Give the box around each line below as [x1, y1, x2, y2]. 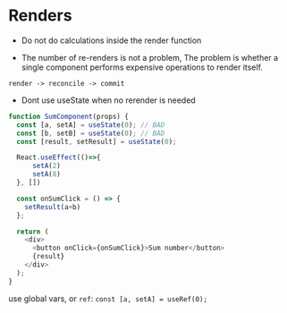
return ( [16, 227, 49, 236]
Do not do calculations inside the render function [21, 35, 202, 46]
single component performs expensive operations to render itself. [21, 62, 263, 72]
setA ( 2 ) [31, 162, 62, 171]
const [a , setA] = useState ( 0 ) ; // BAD [16, 120, 165, 130]
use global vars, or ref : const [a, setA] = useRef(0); [8, 292, 207, 304]
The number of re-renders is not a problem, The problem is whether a [21, 52, 279, 63]
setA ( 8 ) [31, 170, 62, 179]
